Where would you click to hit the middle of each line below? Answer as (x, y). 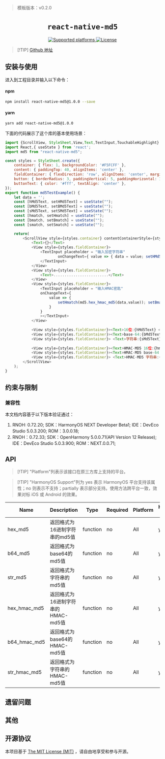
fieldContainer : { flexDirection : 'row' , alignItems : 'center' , (81, 174)
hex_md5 (18, 529)
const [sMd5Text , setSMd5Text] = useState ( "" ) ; (63, 211)
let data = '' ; (29, 197)
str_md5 (17, 577)
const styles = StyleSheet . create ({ (42, 161)
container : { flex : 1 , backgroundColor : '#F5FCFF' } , (70, 165)
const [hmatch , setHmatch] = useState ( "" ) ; (59, 216)
